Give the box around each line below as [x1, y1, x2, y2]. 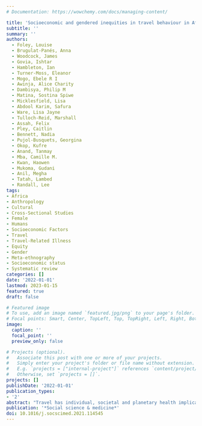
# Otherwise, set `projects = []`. [6, 371, 101, 378]
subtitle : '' [6, 25, 39, 31]
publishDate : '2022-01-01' [6, 383, 74, 389]
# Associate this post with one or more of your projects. [6, 354, 163, 361]
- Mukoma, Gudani [11, 165, 55, 171]
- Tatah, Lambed [11, 176, 52, 182]
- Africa [6, 193, 28, 199]
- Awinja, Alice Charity [11, 81, 74, 87]
